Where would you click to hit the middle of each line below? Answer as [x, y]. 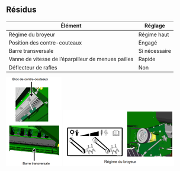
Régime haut [154, 34]
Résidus [21, 10]
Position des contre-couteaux [45, 42]
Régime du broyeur [32, 34]
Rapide [147, 59]
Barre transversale [31, 51]
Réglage [155, 26]
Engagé [148, 42]
